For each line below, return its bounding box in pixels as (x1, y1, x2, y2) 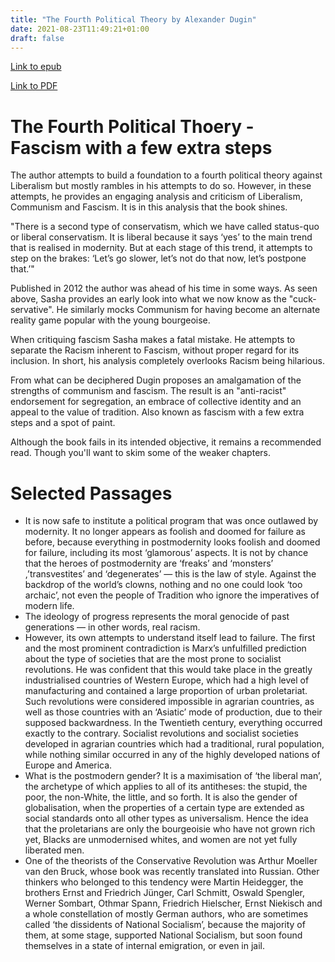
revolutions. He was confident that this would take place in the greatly (24, 664, 313, 676)
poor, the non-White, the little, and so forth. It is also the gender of (24, 791, 298, 803)
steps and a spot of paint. (10, 417, 116, 429)
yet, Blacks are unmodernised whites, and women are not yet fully (24, 834, 298, 846)
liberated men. (24, 844, 85, 856)
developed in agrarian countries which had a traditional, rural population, (24, 738, 325, 750)
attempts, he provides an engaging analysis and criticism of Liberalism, (10, 191, 303, 203)
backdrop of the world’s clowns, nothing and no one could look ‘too (24, 579, 303, 591)
